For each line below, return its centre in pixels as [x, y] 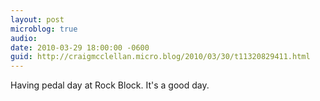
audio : [24, 38]
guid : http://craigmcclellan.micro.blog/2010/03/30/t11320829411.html [160, 57]
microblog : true [44, 29]
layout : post [37, 19]
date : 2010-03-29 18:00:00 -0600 [80, 47]
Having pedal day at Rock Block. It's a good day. [110, 85]
